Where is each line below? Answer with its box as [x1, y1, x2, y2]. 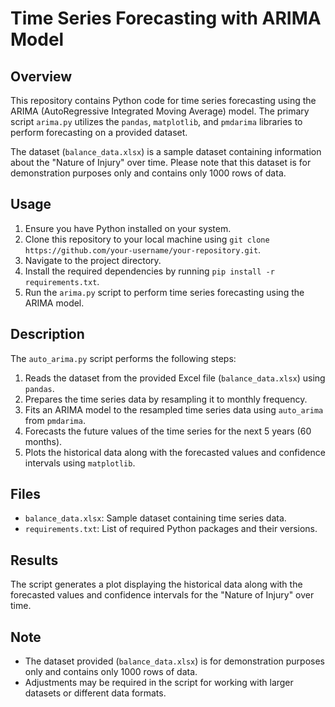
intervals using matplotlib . [24, 457, 136, 469]
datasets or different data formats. [24, 687, 167, 699]
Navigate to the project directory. [24, 254, 162, 266]
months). [24, 435, 63, 447]
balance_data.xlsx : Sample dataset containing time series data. [24, 512, 287, 524]
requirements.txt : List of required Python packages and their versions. [24, 523, 318, 535]
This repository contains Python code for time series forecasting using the [10, 95, 317, 106]
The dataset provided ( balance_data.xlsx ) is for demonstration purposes [24, 655, 326, 667]
